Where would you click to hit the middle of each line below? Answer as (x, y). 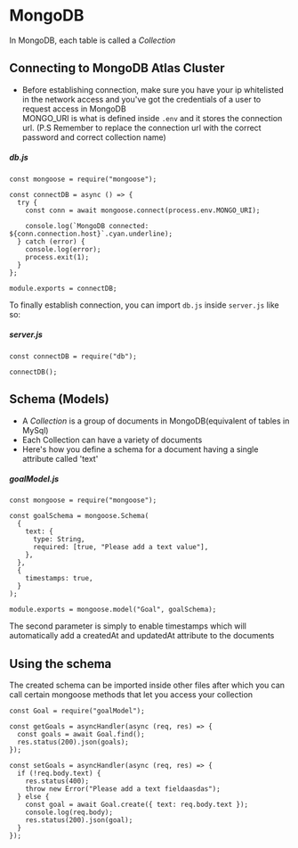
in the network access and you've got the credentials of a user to (141, 99)
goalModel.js (34, 479)
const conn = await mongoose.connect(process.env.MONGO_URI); (143, 210)
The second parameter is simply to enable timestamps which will (128, 626)
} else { (33, 797)
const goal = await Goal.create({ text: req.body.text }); (137, 805)
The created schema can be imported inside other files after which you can (147, 685)
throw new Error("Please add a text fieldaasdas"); (123, 789)
